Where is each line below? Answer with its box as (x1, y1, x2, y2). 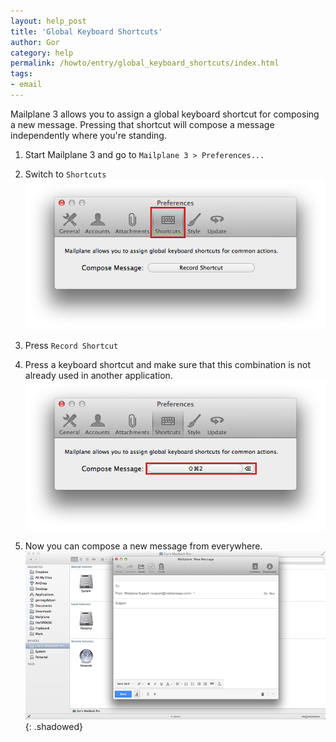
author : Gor (10, 37, 60, 47)
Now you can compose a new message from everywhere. (24, 540, 263, 552)
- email (10, 80, 43, 90)
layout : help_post (10, 16, 87, 26)
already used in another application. (24, 369, 173, 381)
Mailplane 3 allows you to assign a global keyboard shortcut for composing (10, 108, 320, 120)
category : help (10, 48, 74, 58)
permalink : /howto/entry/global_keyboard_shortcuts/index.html (10, 58, 280, 69)
